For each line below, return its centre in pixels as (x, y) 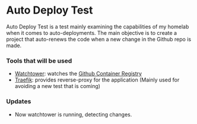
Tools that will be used (39, 61)
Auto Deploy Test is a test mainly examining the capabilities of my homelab (98, 27)
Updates (19, 102)
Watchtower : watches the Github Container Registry (78, 74)
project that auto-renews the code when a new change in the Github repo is (99, 39)
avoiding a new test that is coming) (58, 86)
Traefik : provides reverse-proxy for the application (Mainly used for (97, 80)
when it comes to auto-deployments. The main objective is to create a (91, 32)
